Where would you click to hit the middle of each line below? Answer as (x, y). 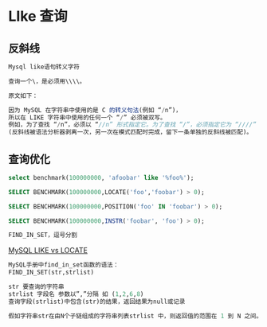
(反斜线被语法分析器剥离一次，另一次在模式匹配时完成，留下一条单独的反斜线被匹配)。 (130, 132)
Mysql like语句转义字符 (44, 67)
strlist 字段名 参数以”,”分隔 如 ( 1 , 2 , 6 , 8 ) (76, 294)
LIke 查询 (38, 16)
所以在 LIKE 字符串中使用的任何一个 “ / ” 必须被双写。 (87, 117)
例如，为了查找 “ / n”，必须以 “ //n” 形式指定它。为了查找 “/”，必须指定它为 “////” (132, 125)
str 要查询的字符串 (36, 287)
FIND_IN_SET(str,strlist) (51, 272)
